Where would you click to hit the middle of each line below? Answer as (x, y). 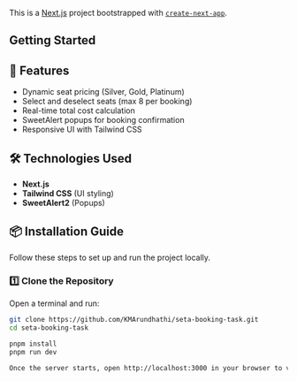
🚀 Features (39, 70)
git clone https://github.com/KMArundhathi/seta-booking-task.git (134, 320)
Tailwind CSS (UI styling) (68, 194)
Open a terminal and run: (54, 303)
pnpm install (33, 344)
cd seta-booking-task (49, 328)
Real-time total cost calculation (78, 110)
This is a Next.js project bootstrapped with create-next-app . (118, 13)
